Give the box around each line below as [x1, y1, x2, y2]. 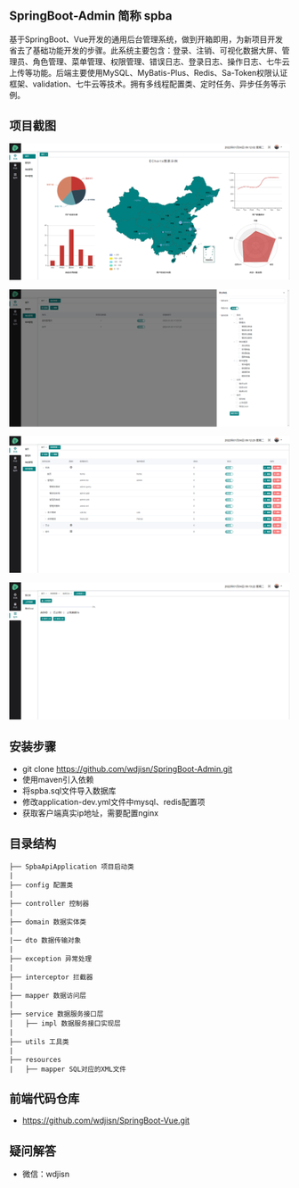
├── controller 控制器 [9, 899, 90, 908]
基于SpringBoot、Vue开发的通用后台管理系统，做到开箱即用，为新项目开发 [9, 34, 283, 45]
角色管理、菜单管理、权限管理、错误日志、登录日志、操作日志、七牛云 [32, 56, 290, 67]
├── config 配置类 [9, 880, 74, 890]
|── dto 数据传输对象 [9, 935, 82, 944]
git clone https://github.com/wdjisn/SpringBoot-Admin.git [21, 763, 233, 774]
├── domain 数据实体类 [9, 918, 87, 926]
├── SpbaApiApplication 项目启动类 [9, 862, 135, 871]
